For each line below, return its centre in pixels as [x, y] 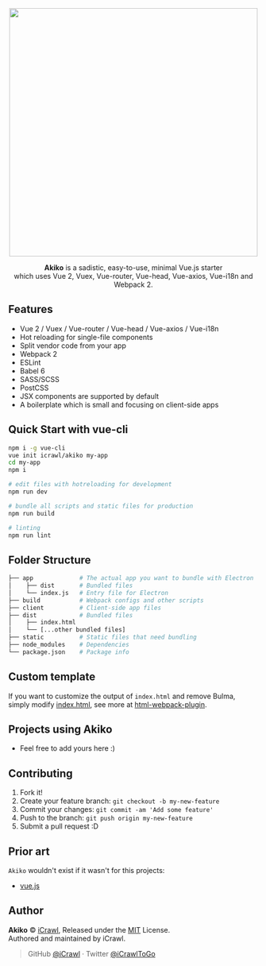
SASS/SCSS [39, 379]
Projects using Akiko [60, 730]
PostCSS [34, 388]
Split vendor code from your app [73, 346]
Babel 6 [32, 371]
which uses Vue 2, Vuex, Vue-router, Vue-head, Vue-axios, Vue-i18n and [133, 276]
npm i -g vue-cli [37, 448]
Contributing [40, 773]
